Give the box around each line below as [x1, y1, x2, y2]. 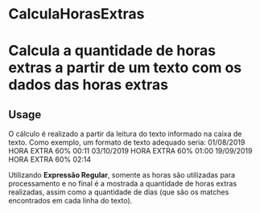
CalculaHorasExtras [8, 5, 145, 23]
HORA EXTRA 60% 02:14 [8, 154, 92, 165]
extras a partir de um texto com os [8, 59, 242, 77]
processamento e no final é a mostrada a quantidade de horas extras [8, 178, 237, 189]
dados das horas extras [8, 76, 169, 94]
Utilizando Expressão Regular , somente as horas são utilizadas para [8, 170, 236, 180]
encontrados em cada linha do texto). [8, 196, 133, 206]
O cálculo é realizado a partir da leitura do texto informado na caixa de [8, 129, 242, 139]
